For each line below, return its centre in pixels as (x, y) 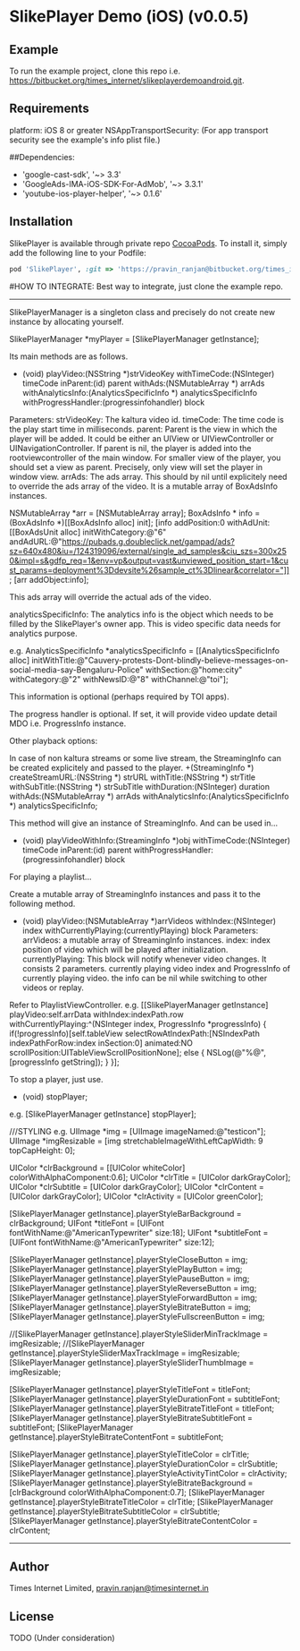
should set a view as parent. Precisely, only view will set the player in (136, 466)
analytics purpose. (43, 633)
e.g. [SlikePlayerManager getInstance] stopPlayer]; (103, 1114)
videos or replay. (53, 988)
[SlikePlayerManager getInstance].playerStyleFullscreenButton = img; (137, 1316)
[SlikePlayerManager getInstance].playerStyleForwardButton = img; (133, 1297)
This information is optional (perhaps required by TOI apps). (119, 697)
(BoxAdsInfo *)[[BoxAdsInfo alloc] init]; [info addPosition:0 (117, 522)
